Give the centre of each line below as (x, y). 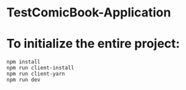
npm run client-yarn (36, 74)
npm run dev (23, 80)
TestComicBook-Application (89, 13)
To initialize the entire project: (93, 44)
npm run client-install (40, 68)
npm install (23, 62)
